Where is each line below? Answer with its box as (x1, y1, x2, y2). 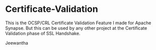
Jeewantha (5, 40, 29, 46)
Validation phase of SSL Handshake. (5, 30, 81, 36)
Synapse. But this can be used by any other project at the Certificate (5, 25, 147, 31)
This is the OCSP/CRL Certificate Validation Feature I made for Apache (5, 20, 151, 26)
